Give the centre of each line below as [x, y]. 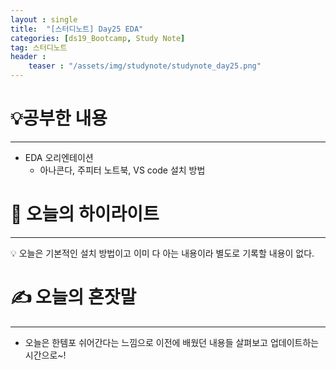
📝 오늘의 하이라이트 [85, 214]
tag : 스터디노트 [39, 47]
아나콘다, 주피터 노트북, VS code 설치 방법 [122, 170]
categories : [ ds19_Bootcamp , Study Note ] [98, 38]
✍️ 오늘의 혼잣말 [73, 297]
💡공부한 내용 [59, 118]
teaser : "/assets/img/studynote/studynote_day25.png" [145, 66]
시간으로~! [45, 355]
